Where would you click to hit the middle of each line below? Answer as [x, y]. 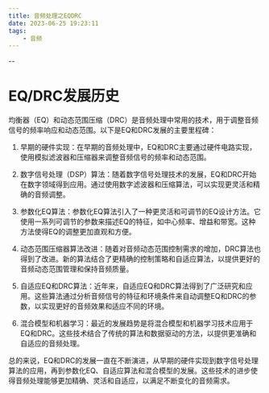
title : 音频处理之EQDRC [45, 16]
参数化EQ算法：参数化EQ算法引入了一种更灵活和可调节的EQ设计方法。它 [141, 212]
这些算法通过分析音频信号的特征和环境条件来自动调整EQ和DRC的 [142, 296]
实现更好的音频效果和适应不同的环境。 [105, 306]
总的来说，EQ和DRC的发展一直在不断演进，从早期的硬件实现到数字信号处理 [134, 361]
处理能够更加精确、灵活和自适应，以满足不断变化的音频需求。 [132, 381]
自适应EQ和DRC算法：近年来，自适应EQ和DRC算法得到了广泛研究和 [132, 286]
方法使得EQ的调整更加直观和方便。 [78, 232]
